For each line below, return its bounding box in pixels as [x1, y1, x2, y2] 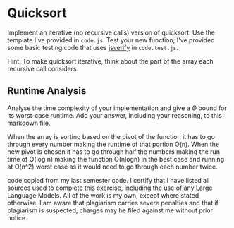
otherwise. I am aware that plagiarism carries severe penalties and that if [7, 198, 218, 207]
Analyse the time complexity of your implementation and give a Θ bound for [7, 104, 227, 112]
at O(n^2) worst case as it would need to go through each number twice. [7, 162, 218, 171]
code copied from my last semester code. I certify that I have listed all [7, 176, 210, 184]
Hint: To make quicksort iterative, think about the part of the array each [7, 56, 214, 65]
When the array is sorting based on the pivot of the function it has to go [7, 132, 215, 140]
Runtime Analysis [7, 85, 87, 97]
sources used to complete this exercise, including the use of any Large [7, 184, 213, 192]
